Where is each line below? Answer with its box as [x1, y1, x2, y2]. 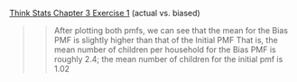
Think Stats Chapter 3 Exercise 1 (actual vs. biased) [9, 8, 200, 18]
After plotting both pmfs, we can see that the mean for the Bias [53, 25, 289, 35]
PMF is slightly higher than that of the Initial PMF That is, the [53, 35, 278, 45]
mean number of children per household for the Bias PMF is [53, 44, 277, 55]
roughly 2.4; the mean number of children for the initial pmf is [53, 54, 283, 64]
